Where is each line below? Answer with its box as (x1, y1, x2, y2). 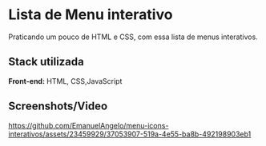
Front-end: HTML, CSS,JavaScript (8, 76, 123, 85)
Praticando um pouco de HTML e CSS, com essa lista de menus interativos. (8, 32, 258, 41)
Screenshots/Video (8, 100, 108, 113)
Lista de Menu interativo (8, 6, 173, 24)
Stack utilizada (8, 55, 84, 69)
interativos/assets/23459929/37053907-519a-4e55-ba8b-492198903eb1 (8, 129, 252, 139)
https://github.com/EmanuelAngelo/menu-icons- (8, 120, 169, 130)
